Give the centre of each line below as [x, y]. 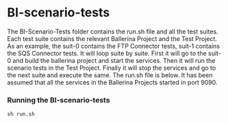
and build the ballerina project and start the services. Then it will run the [114, 60]
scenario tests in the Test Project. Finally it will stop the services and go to [112, 68]
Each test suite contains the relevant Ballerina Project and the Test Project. [112, 38]
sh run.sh [21, 114]
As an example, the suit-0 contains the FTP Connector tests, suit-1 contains [114, 46]
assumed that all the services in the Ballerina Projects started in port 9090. [112, 82]
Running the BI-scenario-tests [59, 100]
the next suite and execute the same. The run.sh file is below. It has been [110, 75]
